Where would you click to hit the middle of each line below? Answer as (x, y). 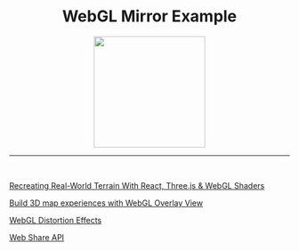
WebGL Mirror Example (149, 16)
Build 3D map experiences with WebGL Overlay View (106, 203)
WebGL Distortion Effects (56, 220)
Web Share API (37, 237)
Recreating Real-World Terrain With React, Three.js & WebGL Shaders (137, 185)
